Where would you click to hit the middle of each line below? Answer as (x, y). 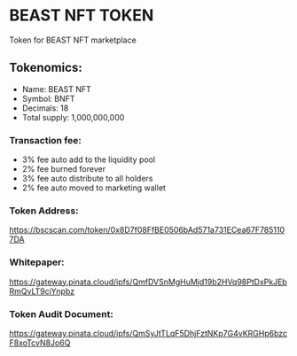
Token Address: (44, 211)
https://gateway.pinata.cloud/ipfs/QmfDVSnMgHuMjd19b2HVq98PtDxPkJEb (148, 282)
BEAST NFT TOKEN (82, 15)
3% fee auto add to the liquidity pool (89, 159)
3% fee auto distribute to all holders (87, 179)
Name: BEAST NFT (56, 89)
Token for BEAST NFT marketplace (73, 40)
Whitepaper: (37, 262)
